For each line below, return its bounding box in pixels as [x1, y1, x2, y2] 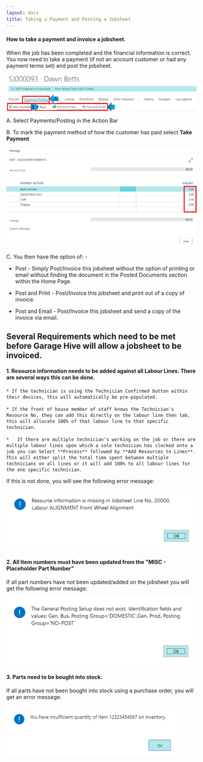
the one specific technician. [6, 467, 83, 473]
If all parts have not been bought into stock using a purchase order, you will [6, 687, 194, 694]
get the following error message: [6, 585, 88, 592]
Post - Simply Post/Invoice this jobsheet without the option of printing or [14, 264, 195, 272]
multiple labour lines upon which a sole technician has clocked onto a [6, 442, 193, 448]
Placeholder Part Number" [6, 565, 74, 572]
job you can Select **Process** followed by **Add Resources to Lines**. [6, 448, 196, 455]
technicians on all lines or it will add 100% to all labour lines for [6, 461, 190, 467]
